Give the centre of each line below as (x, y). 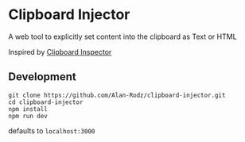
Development (43, 77)
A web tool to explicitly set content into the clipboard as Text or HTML (122, 36)
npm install (28, 109)
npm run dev (28, 116)
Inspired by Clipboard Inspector (60, 52)
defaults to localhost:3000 (52, 130)
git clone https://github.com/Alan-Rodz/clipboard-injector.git (117, 95)
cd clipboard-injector (46, 102)
